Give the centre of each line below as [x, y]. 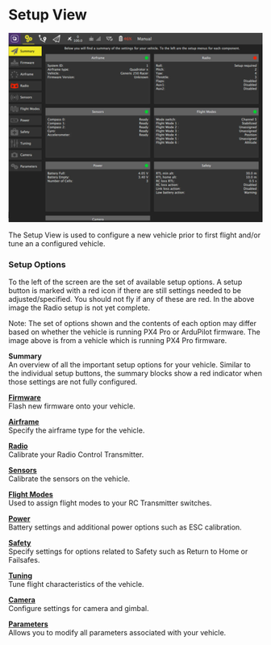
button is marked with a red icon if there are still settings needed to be [125, 291]
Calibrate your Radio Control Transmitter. [76, 454]
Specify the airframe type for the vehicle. [77, 430]
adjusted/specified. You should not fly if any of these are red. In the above [131, 299]
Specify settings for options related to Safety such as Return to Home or [128, 551]
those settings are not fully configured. [73, 382]
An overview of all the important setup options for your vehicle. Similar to [130, 365]
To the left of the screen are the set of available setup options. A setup [125, 282]
